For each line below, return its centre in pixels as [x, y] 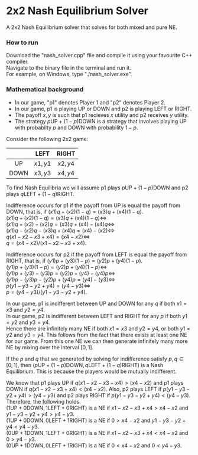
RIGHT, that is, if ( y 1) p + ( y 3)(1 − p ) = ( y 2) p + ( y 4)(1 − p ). [74, 260]
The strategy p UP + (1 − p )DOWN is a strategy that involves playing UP [101, 121]
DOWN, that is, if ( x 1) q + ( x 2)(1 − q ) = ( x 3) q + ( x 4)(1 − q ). [75, 211]
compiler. [17, 62]
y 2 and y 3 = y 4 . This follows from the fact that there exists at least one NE [97, 335]
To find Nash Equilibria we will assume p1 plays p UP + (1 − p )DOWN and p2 [97, 188]
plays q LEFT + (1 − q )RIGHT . [40, 194]
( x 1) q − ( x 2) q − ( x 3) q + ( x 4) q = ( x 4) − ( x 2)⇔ [61, 230]
